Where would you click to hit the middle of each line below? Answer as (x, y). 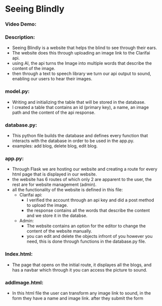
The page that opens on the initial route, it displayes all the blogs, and (82, 265)
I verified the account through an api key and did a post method (90, 200)
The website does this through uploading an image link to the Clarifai (81, 53)
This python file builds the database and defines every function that (80, 135)
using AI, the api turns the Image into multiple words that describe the (82, 63)
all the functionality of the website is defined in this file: (67, 190)
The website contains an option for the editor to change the (86, 226)
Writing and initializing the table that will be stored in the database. (79, 102)
